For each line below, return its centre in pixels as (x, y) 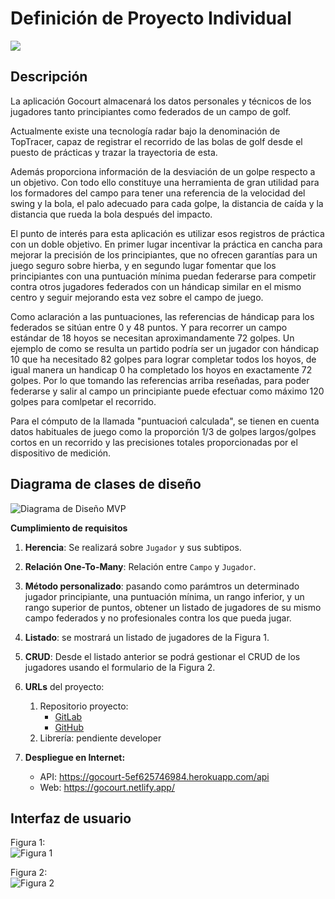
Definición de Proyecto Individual (151, 18)
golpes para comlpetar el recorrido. (83, 401)
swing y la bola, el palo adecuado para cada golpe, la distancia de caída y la (167, 203)
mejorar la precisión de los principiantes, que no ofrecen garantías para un (164, 254)
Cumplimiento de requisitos (69, 528)
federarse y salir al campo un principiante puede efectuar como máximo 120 (167, 391)
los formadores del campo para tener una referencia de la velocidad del (158, 193)
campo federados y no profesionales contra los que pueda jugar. (158, 618)
